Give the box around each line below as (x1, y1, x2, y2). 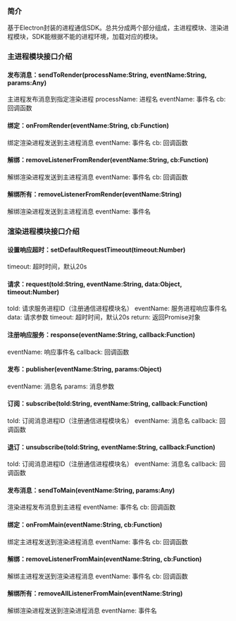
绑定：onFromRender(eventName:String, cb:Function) (7, 121, 169, 130)
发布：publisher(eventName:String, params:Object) (7, 365, 162, 374)
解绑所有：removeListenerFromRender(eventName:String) (7, 190, 182, 199)
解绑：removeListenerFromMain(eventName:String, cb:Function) (7, 555, 202, 563)
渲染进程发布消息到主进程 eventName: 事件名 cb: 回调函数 (7, 503, 176, 512)
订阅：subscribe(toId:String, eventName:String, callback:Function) (7, 400, 208, 408)
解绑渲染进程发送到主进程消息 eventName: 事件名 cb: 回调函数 (7, 173, 188, 181)
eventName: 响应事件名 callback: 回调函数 (7, 348, 130, 356)
